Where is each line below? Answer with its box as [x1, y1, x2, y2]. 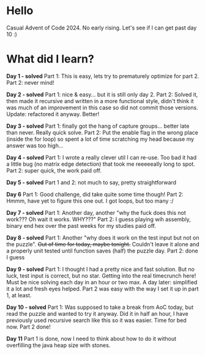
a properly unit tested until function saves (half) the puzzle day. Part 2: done [6, 247, 198, 254]
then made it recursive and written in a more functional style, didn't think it [6, 97, 194, 104]
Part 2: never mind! [6, 79, 54, 86]
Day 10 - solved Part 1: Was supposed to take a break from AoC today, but [6, 303, 194, 311]
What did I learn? [6, 52, 95, 66]
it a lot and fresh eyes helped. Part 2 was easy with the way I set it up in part [6, 285, 199, 292]
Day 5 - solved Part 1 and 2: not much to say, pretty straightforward [6, 179, 176, 186]
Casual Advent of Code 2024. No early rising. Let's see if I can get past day [6, 24, 197, 31]
